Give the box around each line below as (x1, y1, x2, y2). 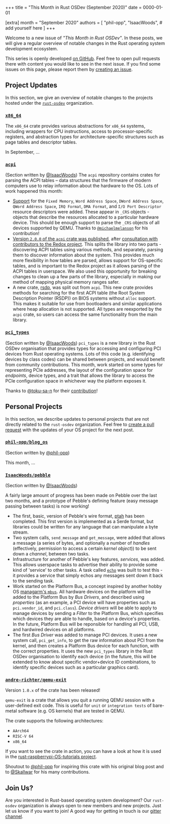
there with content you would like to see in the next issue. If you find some (5, 61, 161, 67)
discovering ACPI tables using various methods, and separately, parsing (12, 247, 163, 253)
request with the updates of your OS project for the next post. (5, 427, 134, 433)
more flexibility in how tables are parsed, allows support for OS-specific (12, 257, 163, 263)
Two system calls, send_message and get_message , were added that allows (12, 535, 165, 541)
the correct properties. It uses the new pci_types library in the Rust (12, 648, 153, 654)
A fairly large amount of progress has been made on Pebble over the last (5, 492, 157, 498)
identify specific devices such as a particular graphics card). (12, 664, 140, 670)
